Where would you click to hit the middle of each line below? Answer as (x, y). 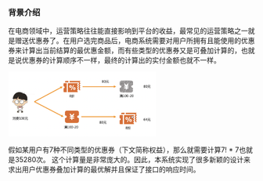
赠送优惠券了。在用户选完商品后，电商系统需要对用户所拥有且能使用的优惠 (135, 41)
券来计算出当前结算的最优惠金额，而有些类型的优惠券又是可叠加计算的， (124, 51)
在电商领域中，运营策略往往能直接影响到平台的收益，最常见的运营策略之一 (128, 31)
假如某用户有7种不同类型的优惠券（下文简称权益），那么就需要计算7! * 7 (124, 150)
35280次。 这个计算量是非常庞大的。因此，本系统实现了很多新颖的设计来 (132, 159)
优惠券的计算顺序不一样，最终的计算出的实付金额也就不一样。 (121, 60)
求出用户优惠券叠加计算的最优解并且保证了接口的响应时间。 (104, 169)
